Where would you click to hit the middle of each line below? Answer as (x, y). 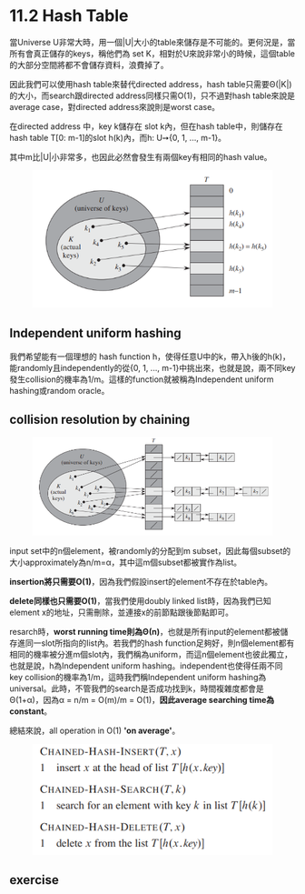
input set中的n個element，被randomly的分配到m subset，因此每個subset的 (150, 550)
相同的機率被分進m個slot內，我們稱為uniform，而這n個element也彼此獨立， (151, 654)
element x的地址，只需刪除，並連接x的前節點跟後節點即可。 (122, 612)
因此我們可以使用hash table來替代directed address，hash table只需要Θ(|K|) (151, 84)
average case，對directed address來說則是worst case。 (115, 106)
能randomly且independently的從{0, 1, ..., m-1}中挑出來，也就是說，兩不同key (152, 367)
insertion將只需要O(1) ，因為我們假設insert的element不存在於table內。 (141, 581)
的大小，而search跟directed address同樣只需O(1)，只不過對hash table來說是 (152, 95)
